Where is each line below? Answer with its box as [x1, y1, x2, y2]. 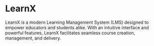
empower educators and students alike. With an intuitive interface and [5, 24, 149, 30]
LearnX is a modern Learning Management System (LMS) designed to [5, 19, 149, 25]
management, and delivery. [5, 35, 61, 41]
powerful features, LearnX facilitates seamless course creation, [5, 30, 136, 36]
